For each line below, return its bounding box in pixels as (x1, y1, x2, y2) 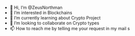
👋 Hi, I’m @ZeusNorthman (9, 5, 63, 10)
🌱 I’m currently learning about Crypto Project (9, 15, 101, 20)
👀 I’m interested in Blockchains (9, 10, 72, 16)
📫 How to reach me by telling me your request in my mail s (9, 26, 130, 31)
